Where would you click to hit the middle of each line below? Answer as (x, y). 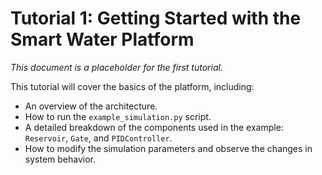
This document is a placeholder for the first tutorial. (116, 67)
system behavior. (60, 159)
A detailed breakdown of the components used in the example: (154, 127)
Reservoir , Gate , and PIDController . (98, 138)
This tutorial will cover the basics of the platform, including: (132, 86)
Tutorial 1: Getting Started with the (156, 18)
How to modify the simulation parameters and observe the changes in (168, 148)
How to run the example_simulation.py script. (118, 116)
